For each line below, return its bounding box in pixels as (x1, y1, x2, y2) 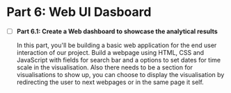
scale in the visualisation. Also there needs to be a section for (16, 63, 193, 71)
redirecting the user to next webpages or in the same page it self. (16, 78, 205, 86)
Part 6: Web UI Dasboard (6, 4, 152, 20)
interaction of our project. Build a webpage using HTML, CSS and (16, 49, 205, 56)
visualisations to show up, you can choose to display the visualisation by (16, 71, 225, 78)
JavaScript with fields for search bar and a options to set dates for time (16, 56, 221, 64)
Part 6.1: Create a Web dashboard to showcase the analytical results (16, 27, 218, 35)
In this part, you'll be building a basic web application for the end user (16, 41, 217, 49)
